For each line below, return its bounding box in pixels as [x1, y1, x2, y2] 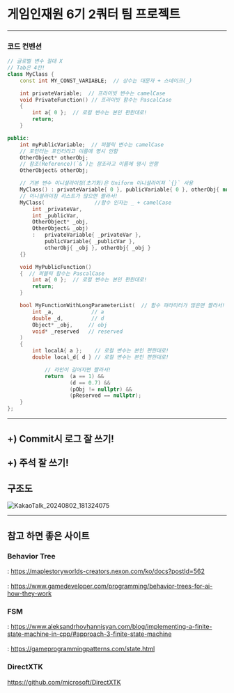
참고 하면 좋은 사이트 [7, 530, 90, 542]
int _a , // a [32, 308, 104, 316]
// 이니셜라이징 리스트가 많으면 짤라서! [19, 192, 118, 199]
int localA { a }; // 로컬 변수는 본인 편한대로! [32, 348, 169, 355]
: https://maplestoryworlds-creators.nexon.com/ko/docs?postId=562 [7, 567, 205, 575]
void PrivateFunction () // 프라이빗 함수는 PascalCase [19, 96, 172, 103]
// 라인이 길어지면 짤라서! [44, 366, 111, 373]
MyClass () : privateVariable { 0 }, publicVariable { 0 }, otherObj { [19, 186, 219, 194]
